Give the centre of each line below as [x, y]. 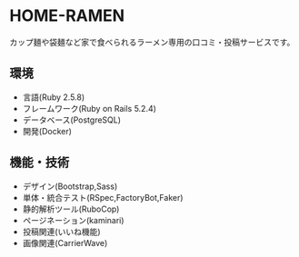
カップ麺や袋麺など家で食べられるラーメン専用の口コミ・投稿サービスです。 [152, 42]
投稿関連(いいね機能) [62, 232]
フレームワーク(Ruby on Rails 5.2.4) [90, 108]
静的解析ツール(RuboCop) [71, 209]
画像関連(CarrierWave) [65, 242]
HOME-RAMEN [67, 16]
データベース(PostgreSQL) [71, 120]
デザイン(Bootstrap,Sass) [70, 186]
